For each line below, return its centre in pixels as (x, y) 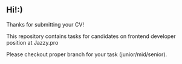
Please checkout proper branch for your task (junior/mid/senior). (87, 54)
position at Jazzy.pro (32, 42)
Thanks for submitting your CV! (45, 24)
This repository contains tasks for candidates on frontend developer (91, 36)
